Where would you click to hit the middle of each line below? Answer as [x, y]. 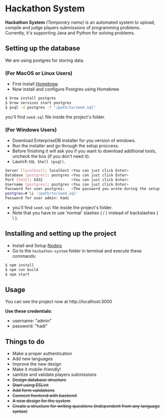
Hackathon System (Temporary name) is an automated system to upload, [80, 22]
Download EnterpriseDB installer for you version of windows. [74, 140]
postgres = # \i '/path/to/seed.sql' [42, 193]
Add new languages [33, 359]
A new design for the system [41, 401]
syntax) [20, 412]
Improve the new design [37, 364]
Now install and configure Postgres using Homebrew [66, 89]
